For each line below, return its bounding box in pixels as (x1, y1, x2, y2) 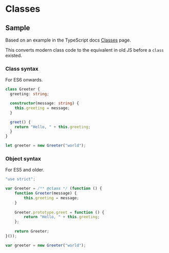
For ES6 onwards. (5, 77, 43, 83)
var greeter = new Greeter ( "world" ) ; (5, 243, 86, 248)
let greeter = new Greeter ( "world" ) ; (5, 143, 86, 149)
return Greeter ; (14, 229, 50, 234)
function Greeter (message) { (14, 191, 77, 196)
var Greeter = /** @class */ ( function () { (5, 186, 102, 191)
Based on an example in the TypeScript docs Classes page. (5, 37, 132, 43)
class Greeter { (5, 87, 40, 92)
